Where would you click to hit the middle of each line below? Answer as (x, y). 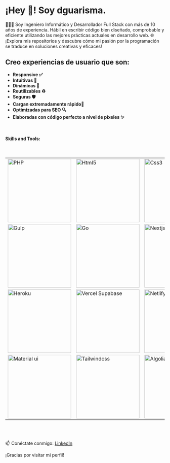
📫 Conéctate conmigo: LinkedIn (39, 443)
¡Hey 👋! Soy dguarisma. (56, 10)
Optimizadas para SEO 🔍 (39, 110)
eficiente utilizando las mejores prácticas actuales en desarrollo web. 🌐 (80, 35)
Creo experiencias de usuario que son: (68, 62)
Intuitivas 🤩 (25, 80)
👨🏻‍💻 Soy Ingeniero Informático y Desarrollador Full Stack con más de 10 (80, 24)
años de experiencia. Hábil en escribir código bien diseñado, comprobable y (85, 29)
